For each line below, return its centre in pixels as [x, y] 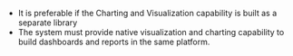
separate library [48, 23]
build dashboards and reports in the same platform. [114, 42]
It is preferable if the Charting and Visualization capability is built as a [147, 13]
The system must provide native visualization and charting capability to [151, 32]
